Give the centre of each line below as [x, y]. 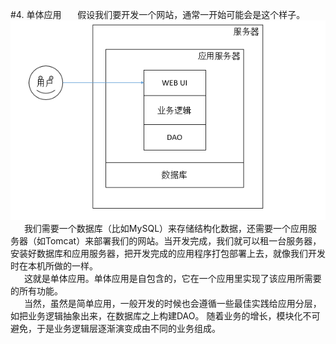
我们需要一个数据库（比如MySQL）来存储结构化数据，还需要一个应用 [166, 229]
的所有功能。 [36, 291]
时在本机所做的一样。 [54, 266]
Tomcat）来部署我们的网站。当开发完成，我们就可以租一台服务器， [183, 241]
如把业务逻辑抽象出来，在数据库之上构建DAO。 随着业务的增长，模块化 [156, 316]
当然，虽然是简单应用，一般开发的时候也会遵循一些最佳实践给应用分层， [172, 304]
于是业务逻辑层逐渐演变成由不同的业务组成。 [128, 329]
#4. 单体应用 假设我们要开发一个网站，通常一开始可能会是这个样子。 [158, 14]
